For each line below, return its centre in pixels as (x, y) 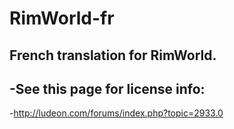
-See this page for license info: (107, 88)
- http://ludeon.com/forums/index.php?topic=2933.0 (116, 113)
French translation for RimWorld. (113, 55)
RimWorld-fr (62, 18)
